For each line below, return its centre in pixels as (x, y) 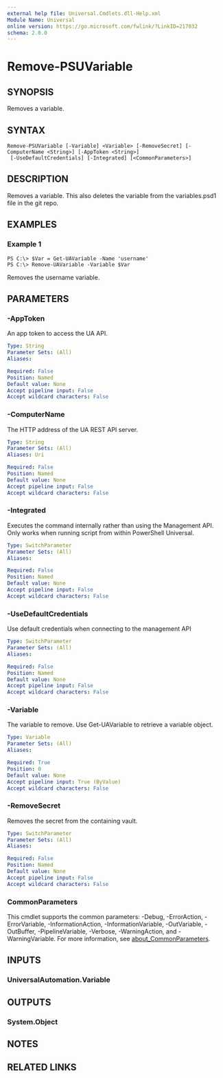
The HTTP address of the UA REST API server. (73, 429)
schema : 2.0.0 (27, 33)
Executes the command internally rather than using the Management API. (110, 525)
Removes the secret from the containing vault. (72, 821)
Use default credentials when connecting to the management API (99, 629)
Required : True (29, 763)
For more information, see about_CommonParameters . (134, 939)
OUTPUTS (29, 1002)
